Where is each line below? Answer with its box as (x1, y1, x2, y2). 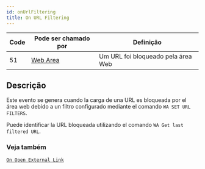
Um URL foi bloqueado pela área (98, 52, 192, 60)
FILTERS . (6, 109, 27, 117)
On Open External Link (6, 157, 64, 163)
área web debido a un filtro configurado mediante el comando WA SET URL (6, 103, 191, 110)
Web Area (31, 56, 60, 64)
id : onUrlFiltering (6, 9, 56, 15)
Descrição (6, 80, 46, 90)
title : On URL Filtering (6, 15, 70, 21)
